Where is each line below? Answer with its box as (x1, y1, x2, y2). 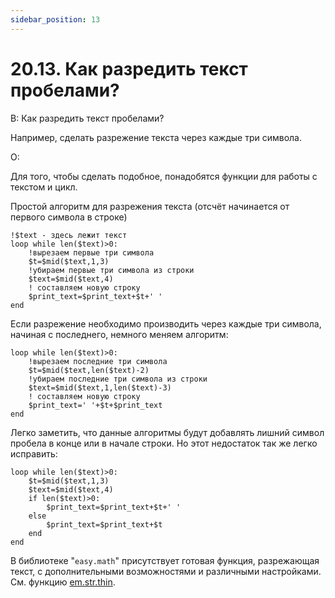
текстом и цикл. (10, 181, 78, 193)
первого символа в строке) (10, 211, 128, 223)
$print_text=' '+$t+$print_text (28, 400, 163, 410)
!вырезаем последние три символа (28, 356, 168, 366)
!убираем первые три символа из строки (28, 265, 195, 275)
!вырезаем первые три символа (28, 247, 155, 258)
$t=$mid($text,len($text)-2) (28, 365, 150, 375)
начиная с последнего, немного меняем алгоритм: (10, 328, 229, 340)
